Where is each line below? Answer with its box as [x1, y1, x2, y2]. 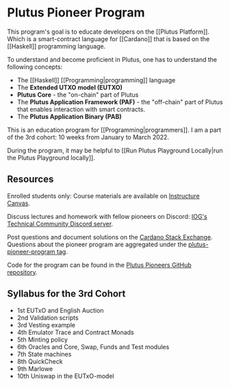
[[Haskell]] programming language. [7, 42, 106, 50]
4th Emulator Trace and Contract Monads [16, 328, 135, 336]
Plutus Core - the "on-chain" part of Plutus [16, 91, 139, 99]
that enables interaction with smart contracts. [16, 105, 146, 113]
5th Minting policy [16, 335, 68, 344]
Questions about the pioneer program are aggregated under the [7, 240, 187, 248]
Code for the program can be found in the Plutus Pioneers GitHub [7, 261, 192, 269]
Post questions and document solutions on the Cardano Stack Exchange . [7, 233, 213, 241]
